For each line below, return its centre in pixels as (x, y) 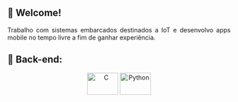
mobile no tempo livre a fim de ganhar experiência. (81, 37)
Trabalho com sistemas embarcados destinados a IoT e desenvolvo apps (119, 30)
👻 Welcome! (34, 13)
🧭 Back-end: (35, 59)
